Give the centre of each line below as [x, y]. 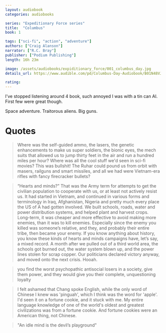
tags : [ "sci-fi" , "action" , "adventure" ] [48, 42]
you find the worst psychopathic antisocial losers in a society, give [85, 269]
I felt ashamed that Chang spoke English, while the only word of [82, 289]
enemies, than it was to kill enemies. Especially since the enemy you [87, 223]
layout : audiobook [24, 10]
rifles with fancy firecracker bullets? [54, 177]
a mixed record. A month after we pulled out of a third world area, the [88, 244]
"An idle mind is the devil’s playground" [57, 325]
